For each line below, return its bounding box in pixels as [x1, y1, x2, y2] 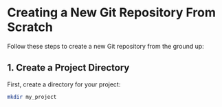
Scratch [7, 19, 53, 35]
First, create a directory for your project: [7, 80, 121, 88]
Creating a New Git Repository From [7, 5, 217, 21]
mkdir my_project [7, 93, 57, 100]
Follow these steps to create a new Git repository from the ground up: [7, 42, 204, 50]
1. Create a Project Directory [7, 62, 130, 73]
